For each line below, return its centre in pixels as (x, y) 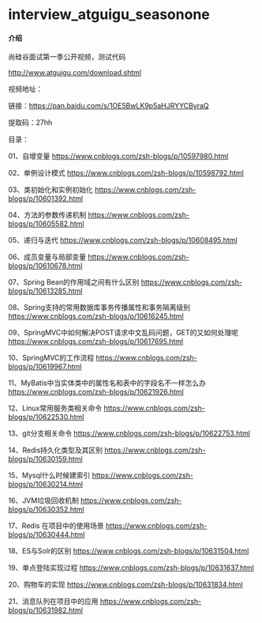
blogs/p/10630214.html (46, 485)
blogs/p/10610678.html (45, 266)
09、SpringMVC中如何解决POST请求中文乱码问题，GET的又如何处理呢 (124, 333)
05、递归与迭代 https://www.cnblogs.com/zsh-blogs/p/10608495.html (123, 240)
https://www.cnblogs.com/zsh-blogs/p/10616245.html (96, 316)
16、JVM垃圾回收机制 (43, 500)
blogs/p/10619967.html (45, 367)
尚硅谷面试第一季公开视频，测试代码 (67, 57)
